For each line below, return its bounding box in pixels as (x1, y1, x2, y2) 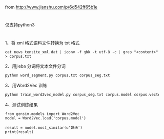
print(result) (5, 130, 34, 135)
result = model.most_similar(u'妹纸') (5, 125, 82, 130)
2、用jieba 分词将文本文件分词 (5, 63, 66, 69)
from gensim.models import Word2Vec (5, 112, 80, 116)
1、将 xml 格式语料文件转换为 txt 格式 (5, 40, 80, 46)
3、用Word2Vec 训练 (5, 83, 47, 89)
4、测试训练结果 (5, 102, 38, 108)
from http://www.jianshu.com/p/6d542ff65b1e (5, 4, 98, 10)
